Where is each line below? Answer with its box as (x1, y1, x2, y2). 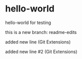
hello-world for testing (5, 19, 51, 25)
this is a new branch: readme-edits (5, 29, 77, 35)
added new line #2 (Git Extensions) (5, 48, 77, 54)
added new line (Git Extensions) (5, 38, 71, 45)
